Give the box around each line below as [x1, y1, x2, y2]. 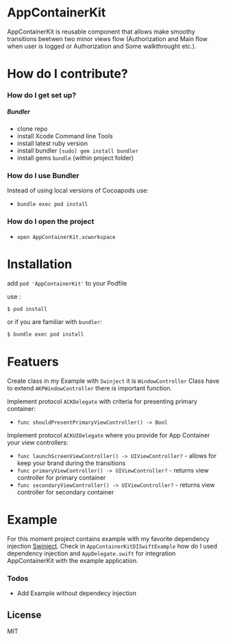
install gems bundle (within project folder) [16, 154, 134, 162]
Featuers [7, 354, 60, 370]
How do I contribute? [7, 66, 128, 81]
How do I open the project [7, 217, 95, 227]
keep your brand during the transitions [16, 459, 126, 467]
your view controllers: [7, 438, 68, 447]
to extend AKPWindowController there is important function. [7, 384, 173, 392]
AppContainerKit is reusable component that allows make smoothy [7, 27, 195, 36]
